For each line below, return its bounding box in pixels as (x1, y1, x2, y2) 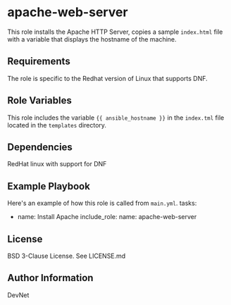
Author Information (7, 272, 94, 284)
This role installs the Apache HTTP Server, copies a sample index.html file (7, 27, 223, 36)
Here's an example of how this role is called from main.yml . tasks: (7, 199, 197, 208)
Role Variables (7, 94, 72, 106)
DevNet (7, 290, 30, 299)
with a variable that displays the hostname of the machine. (7, 35, 177, 43)
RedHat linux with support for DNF (7, 160, 107, 168)
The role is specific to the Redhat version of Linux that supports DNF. (7, 74, 208, 82)
